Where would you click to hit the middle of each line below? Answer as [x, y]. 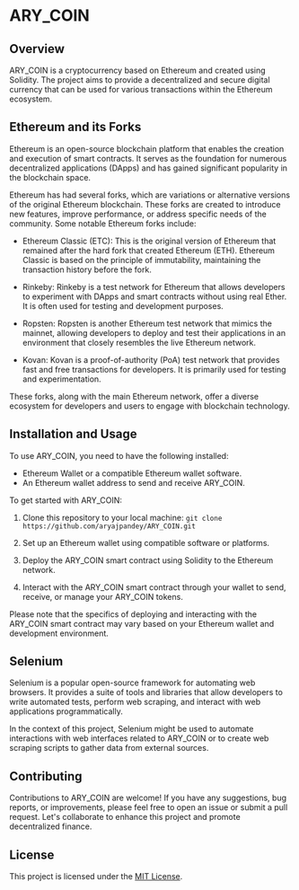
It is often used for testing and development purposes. [123, 305]
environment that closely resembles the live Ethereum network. [139, 342]
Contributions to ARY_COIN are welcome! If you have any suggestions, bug [148, 798]
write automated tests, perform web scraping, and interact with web [135, 702]
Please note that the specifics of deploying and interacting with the [133, 614]
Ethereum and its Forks [75, 127]
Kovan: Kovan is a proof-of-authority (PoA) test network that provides [151, 359]
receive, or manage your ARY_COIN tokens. [103, 596]
